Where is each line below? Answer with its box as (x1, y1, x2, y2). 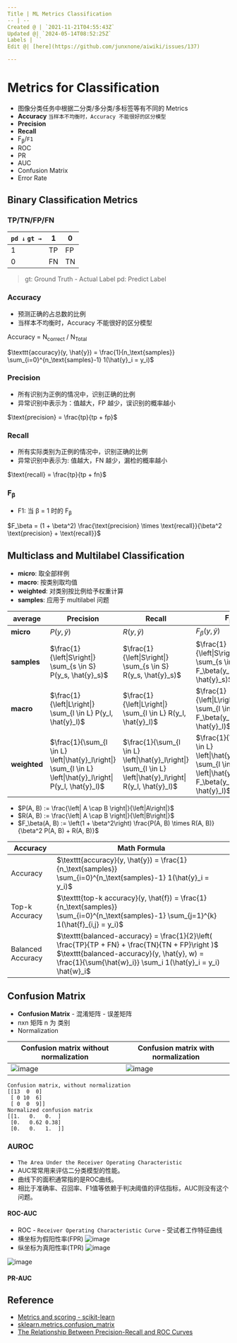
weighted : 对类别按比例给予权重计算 (17, 587, 124, 595)
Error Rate (17, 174, 47, 182)
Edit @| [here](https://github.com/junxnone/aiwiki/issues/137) (7, 43, 200, 50)
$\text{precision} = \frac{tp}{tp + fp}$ (7, 412, 118, 421)
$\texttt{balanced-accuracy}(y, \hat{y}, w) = (56, 948, 205, 958)
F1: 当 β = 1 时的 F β (17, 506, 72, 516)
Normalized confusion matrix (7, 1106, 93, 1114)
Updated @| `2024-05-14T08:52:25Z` (7, 30, 112, 37)
